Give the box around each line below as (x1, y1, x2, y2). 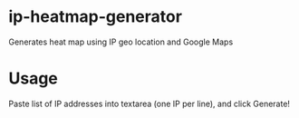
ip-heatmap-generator (8, 6, 183, 27)
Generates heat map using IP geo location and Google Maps (8, 36, 234, 47)
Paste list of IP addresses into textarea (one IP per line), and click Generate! (8, 98, 291, 109)
